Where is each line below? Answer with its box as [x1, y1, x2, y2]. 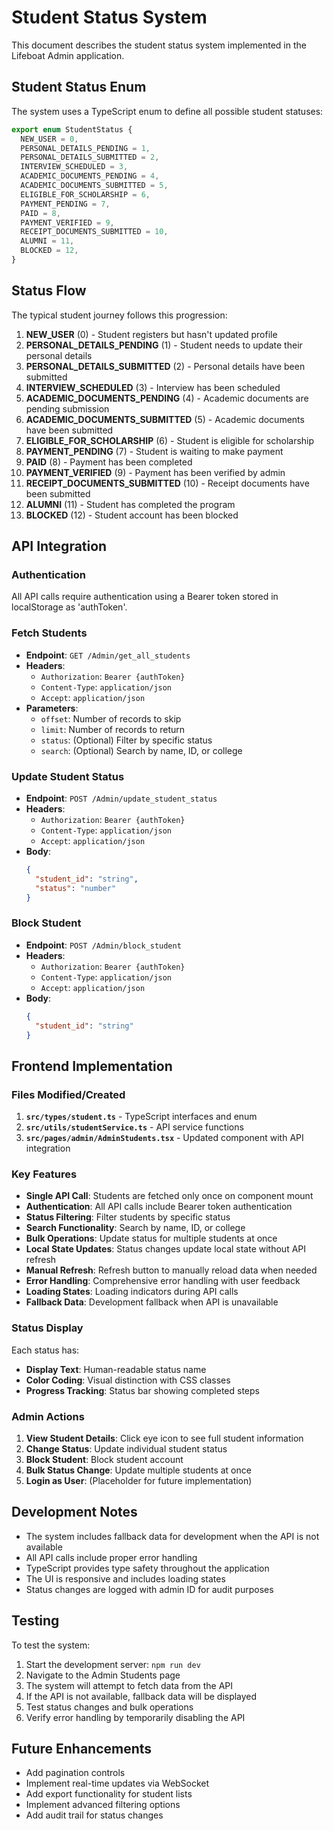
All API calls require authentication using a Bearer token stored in [11, 591, 279, 603]
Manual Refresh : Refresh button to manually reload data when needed [25, 1264, 318, 1276]
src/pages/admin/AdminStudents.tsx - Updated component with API [25, 1132, 304, 1144]
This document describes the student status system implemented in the [11, 39, 307, 51]
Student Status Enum [11, 79, 147, 96]
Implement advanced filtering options [25, 1799, 181, 1811]
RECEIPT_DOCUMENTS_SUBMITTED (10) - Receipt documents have [25, 477, 310, 489]
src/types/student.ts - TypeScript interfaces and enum [25, 1111, 258, 1123]
